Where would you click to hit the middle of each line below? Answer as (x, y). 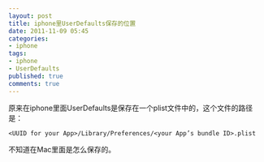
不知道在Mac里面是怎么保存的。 (62, 149)
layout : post (30, 16)
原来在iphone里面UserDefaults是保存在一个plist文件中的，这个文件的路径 (131, 108)
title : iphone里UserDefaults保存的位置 (72, 23)
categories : (28, 38)
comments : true (34, 83)
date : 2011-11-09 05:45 (49, 31)
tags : (17, 53)
